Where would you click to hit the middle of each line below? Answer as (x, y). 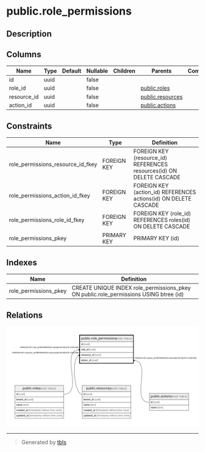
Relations (25, 315)
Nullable (97, 71)
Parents (162, 71)
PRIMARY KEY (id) (156, 239)
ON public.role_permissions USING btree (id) (128, 294)
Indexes (22, 263)
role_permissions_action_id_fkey (49, 195)
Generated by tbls (44, 442)
